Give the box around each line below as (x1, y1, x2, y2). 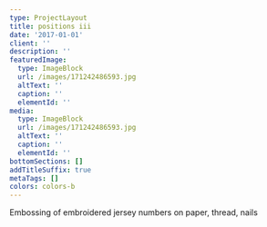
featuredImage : (9, 55, 67, 64)
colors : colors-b (9, 183, 76, 192)
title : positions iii (9, 22, 92, 31)
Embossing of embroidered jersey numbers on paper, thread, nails (9, 207, 258, 218)
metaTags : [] (9, 173, 59, 183)
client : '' (9, 38, 51, 48)
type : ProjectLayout (9, 13, 88, 23)
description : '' (9, 47, 71, 56)
